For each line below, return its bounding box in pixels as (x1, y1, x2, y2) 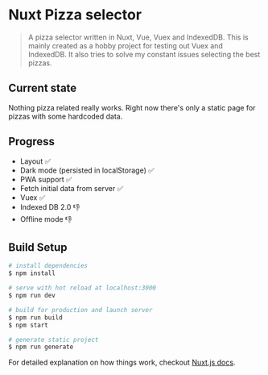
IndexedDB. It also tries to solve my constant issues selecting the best (27, 49, 261, 59)
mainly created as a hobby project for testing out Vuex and (27, 40, 223, 50)
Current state (8, 81, 77, 95)
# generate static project (8, 335, 99, 344)
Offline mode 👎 (19, 214, 72, 223)
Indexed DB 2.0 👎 (19, 202, 80, 211)
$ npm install (8, 269, 56, 277)
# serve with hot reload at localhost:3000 (8, 284, 157, 292)
